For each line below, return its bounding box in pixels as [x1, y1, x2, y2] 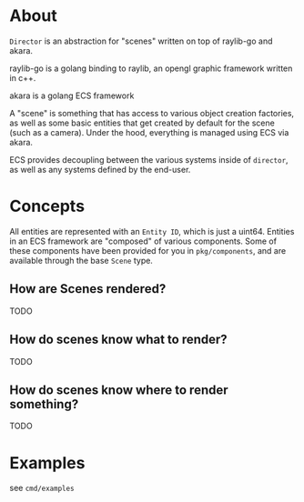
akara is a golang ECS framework [9, 90, 135, 101]
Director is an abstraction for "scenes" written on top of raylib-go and [9, 35, 273, 46]
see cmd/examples [9, 483, 75, 494]
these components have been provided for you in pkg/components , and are [9, 245, 287, 256]
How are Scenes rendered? [9, 281, 167, 296]
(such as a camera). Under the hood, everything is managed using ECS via [9, 126, 289, 137]
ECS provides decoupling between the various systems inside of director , [9, 154, 289, 165]
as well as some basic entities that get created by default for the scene [9, 117, 275, 128]
